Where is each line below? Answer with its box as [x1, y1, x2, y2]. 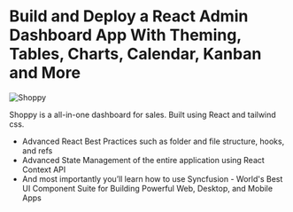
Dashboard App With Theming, [9, 25, 242, 45]
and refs [21, 145, 53, 156]
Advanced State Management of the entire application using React [21, 154, 266, 165]
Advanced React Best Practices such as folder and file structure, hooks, [21, 136, 285, 146]
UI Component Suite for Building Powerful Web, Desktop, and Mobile [21, 183, 273, 193]
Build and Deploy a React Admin [9, 6, 249, 27]
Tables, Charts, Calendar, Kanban [9, 44, 262, 64]
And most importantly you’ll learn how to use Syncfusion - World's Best [21, 173, 283, 184]
